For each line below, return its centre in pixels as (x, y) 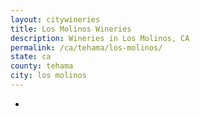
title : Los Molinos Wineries (71, 29)
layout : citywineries (55, 19)
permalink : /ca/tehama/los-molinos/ (86, 47)
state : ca (31, 57)
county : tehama (42, 66)
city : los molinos (48, 76)
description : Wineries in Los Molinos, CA (100, 38)
